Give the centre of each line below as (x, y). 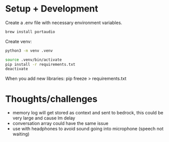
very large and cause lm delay (44, 118)
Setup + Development (52, 9)
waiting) (21, 134)
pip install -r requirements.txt (40, 64)
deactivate (17, 69)
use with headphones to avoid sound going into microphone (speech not (88, 129)
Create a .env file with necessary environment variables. (64, 23)
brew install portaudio (30, 32)
